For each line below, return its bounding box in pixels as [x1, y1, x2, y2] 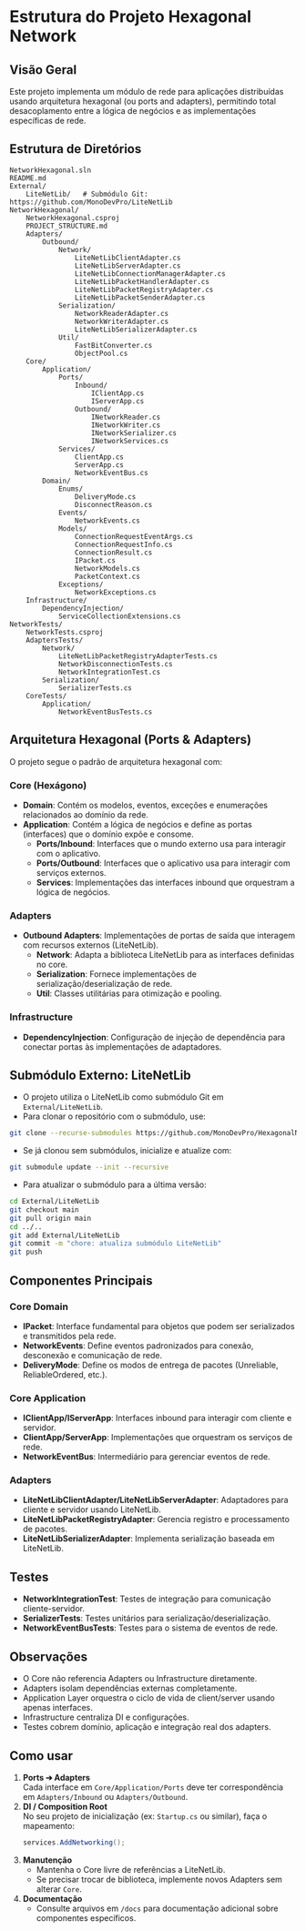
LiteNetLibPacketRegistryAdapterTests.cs [57, 651, 219, 661]
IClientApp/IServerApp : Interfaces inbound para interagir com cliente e [22, 1413, 292, 1424]
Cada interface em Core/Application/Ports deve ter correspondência [22, 1782, 284, 1793]
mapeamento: [22, 1820, 76, 1831]
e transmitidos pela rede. [22, 1330, 117, 1341]
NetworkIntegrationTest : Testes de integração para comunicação [22, 1593, 271, 1604]
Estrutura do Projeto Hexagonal [9, 6, 252, 27]
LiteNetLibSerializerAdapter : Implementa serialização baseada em [22, 1533, 275, 1544]
